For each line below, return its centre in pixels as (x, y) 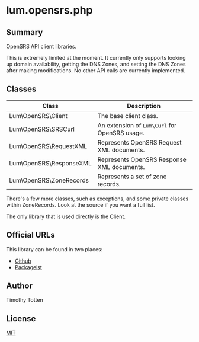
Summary (25, 32)
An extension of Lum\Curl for (137, 125)
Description (144, 106)
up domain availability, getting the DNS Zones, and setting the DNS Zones (96, 64)
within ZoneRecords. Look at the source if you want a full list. (81, 204)
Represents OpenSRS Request (139, 142)
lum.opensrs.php (49, 10)
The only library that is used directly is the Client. (66, 216)
